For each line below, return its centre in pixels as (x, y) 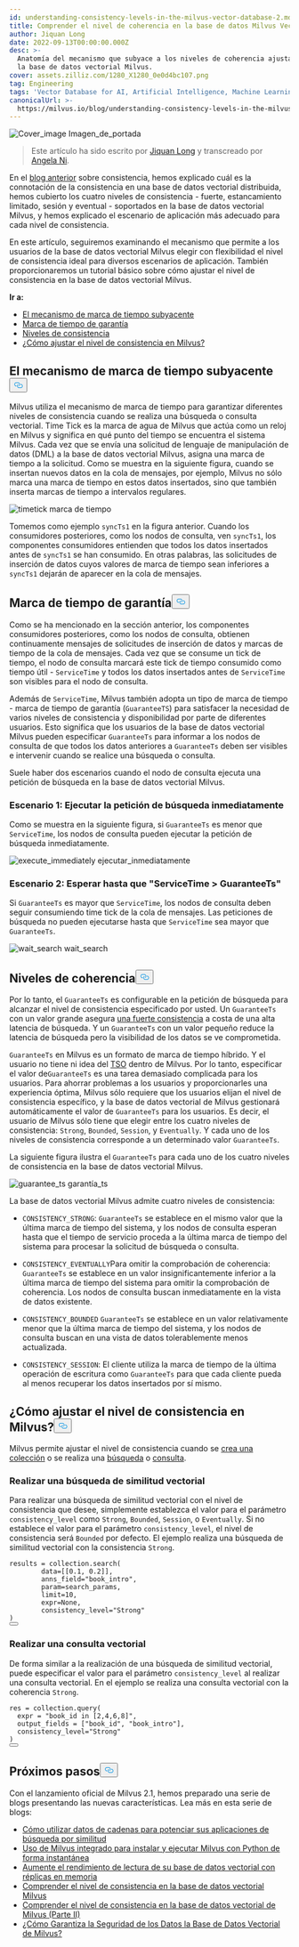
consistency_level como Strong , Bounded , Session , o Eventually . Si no (137, 1519)
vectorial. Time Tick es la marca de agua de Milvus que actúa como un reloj (148, 426)
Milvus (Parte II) (51, 1914)
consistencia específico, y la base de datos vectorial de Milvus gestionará (145, 1102)
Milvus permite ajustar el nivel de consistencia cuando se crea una (131, 1449)
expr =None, (61, 1603)
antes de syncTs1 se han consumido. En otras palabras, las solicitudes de (143, 555)
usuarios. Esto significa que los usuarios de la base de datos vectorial (137, 727)
